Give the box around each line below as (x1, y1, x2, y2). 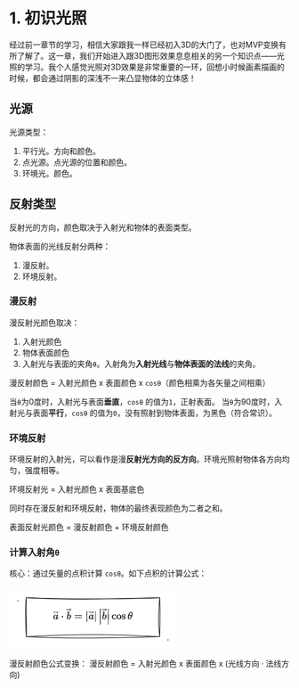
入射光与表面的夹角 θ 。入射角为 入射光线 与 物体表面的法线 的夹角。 (21, 358, 261, 369)
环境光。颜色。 (21, 168, 77, 178)
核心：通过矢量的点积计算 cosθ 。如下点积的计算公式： (9, 568, 207, 579)
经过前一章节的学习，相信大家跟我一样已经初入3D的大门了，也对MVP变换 (9, 39, 279, 50)
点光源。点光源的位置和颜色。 (21, 157, 132, 168)
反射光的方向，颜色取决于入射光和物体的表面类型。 (9, 222, 197, 233)
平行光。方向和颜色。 (21, 145, 101, 156)
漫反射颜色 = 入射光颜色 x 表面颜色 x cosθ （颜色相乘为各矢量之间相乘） (9, 377, 271, 388)
